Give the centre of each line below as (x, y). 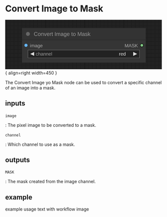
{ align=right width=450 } (31, 73)
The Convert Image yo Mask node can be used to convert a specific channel (83, 82)
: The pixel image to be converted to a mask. (51, 125)
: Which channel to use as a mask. (40, 144)
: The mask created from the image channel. (50, 182)
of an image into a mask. (30, 88)
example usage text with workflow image (47, 209)
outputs (18, 160)
